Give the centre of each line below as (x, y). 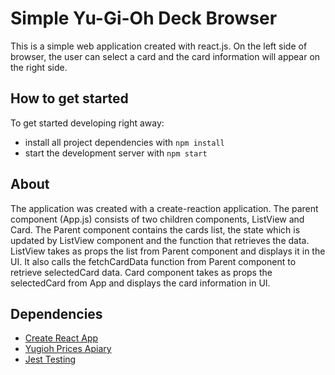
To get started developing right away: (87, 123)
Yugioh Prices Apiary (68, 349)
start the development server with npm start (116, 153)
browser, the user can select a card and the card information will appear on (165, 56)
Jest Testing (50, 359)
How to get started (69, 98)
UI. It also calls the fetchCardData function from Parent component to (153, 261)
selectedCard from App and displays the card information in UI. (140, 283)
